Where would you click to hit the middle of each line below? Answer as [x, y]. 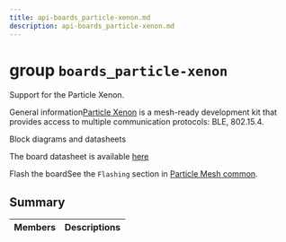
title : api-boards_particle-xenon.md [80, 17]
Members [35, 228]
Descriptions [93, 228]
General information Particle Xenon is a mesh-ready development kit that [143, 112]
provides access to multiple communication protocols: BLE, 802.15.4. [137, 122]
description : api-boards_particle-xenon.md [92, 26]
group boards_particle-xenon [119, 70]
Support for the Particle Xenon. [67, 95]
